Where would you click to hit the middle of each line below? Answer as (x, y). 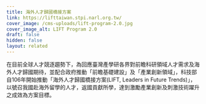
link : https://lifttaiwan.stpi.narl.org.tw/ (64, 18)
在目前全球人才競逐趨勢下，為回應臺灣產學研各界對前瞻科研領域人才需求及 (100, 64)
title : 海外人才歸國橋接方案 (39, 12)
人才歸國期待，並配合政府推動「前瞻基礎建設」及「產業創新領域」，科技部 (104, 72)
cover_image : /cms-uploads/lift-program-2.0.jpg (70, 23)
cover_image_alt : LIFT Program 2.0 (52, 29)
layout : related (27, 46)
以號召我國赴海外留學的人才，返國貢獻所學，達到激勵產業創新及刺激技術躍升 (103, 87)
